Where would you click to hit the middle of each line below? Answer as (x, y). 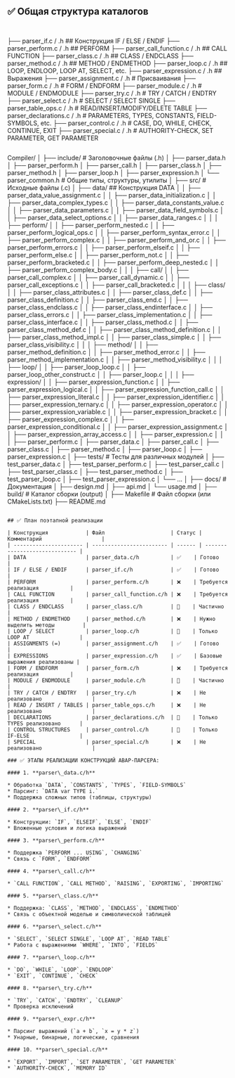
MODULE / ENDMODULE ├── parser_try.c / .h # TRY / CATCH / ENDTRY (112, 93)
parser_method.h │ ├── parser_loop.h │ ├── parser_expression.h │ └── (113, 172)
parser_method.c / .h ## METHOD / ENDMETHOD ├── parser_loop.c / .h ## (117, 63)
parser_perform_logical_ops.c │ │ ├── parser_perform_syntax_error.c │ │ (114, 232)
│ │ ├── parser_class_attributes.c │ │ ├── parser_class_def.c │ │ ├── (110, 292)
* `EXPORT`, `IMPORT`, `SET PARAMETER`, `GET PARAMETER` (92, 1062)
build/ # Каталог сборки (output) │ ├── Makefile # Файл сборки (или (109, 494)
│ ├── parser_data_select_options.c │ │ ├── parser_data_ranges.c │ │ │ (113, 217)
